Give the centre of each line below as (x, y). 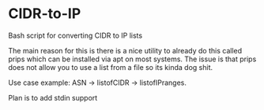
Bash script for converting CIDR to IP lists (75, 35)
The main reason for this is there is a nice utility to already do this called (125, 50)
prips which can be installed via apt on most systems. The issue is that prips (132, 59)
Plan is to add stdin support (53, 97)
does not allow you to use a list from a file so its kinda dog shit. (111, 67)
